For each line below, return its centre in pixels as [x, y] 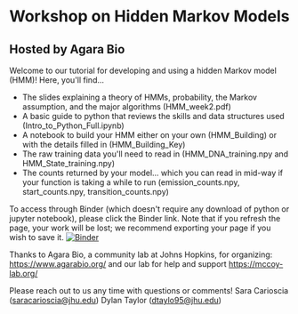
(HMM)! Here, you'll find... [57, 80]
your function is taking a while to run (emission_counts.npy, [131, 182]
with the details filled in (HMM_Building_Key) [104, 145]
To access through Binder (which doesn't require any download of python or [149, 209]
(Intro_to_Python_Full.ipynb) [73, 125]
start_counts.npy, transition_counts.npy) [95, 192]
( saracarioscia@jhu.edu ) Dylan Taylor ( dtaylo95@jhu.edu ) [116, 300]
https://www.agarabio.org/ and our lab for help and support [118, 264]
